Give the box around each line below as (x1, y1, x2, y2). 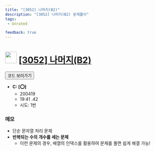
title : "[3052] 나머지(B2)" (5, 7, 60, 12)
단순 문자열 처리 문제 (12, 128, 52, 134)
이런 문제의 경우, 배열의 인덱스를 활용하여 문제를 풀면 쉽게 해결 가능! (19, 140, 151, 147)
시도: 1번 (19, 102, 36, 108)
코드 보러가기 (7, 73, 32, 78)
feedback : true (5, 30, 37, 35)
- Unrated (7, 21, 28, 26)
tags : (5, 16, 16, 21)
